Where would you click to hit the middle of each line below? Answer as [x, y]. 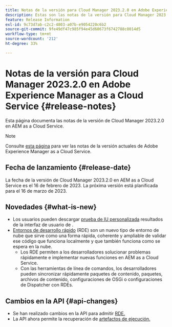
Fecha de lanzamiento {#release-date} [68, 168]
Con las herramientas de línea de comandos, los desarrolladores [88, 268]
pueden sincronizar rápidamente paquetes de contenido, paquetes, [91, 274]
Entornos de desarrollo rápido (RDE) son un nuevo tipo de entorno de [86, 230]
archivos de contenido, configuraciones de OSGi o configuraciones [91, 279]
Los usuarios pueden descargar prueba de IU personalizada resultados [88, 220]
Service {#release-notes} [61, 106]
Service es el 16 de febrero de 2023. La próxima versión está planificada [82, 185]
